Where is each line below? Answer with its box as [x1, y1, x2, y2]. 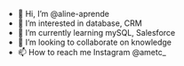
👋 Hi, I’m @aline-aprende [17, 9, 109, 19]
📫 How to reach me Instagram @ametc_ [17, 47, 166, 57]
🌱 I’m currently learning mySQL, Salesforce [17, 28, 176, 37]
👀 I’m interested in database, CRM [17, 18, 142, 29]
